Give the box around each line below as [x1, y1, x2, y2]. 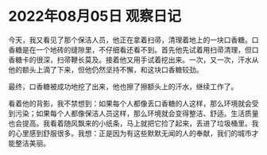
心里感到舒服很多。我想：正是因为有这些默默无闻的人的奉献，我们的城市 [14, 128, 252, 138]
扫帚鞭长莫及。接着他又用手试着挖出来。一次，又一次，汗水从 [56, 55, 259, 64]
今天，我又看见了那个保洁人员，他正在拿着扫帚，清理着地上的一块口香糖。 [8, 35, 252, 45]
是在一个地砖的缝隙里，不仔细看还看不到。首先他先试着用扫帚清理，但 [21, 45, 252, 54]
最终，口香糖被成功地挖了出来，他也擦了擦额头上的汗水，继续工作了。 [8, 81, 238, 91]
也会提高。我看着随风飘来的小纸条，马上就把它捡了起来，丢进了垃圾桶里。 [8, 118, 252, 128]
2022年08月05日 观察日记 [8, 7, 181, 25]
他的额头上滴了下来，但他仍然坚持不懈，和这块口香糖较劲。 [8, 64, 203, 74]
